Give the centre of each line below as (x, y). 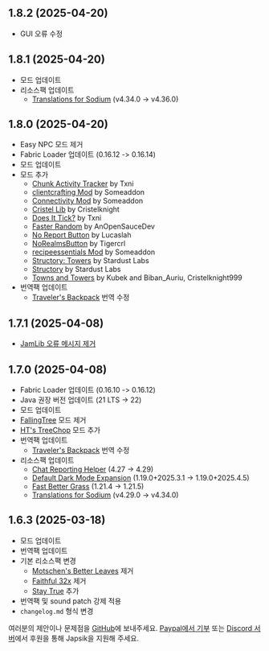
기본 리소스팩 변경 (48, 560)
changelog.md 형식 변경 (57, 611)
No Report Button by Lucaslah (82, 235)
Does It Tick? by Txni (67, 218)
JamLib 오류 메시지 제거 (58, 344)
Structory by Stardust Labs (76, 270)
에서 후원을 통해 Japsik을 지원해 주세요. (77, 638)
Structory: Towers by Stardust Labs (91, 261)
